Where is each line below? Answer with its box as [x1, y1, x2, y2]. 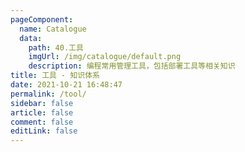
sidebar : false [10, 98, 74, 108]
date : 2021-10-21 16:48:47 [10, 80, 123, 90]
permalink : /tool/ [10, 89, 87, 99]
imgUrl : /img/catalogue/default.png [28, 52, 182, 62]
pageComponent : [10, 14, 74, 25]
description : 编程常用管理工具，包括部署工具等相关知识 [28, 61, 236, 71]
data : [19, 33, 43, 43]
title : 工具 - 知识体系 [10, 71, 100, 81]
